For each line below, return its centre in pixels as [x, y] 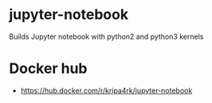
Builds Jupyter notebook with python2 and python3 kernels [106, 36]
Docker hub [48, 69]
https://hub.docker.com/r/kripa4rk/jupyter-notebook [106, 90]
